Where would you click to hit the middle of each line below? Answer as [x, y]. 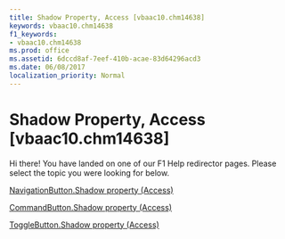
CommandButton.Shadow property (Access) [90, 207]
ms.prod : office [39, 51]
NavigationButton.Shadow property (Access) [91, 190]
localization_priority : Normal [67, 76]
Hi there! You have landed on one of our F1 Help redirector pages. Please [143, 163]
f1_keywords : [33, 34]
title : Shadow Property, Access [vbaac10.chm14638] [107, 17]
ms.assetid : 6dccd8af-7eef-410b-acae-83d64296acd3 [105, 59]
